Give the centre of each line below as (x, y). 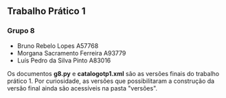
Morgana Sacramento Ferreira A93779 (71, 53)
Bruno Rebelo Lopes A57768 (58, 46)
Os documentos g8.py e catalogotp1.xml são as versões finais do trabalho (113, 73)
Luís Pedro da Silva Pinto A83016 (64, 60)
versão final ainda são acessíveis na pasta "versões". (82, 88)
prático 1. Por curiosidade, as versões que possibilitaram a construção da (111, 81)
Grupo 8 (21, 31)
